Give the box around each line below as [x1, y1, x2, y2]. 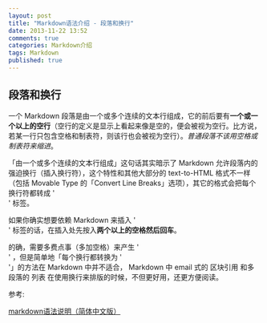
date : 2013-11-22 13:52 [8, 26, 88, 34]
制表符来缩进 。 [8, 141, 58, 151]
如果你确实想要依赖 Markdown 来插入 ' [8, 215, 136, 224]
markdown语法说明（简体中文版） [8, 306, 121, 316]
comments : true [8, 34, 59, 42]
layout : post [8, 11, 52, 20]
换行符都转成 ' [8, 188, 55, 197]
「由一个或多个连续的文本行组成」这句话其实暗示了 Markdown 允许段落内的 [8, 158, 258, 168]
